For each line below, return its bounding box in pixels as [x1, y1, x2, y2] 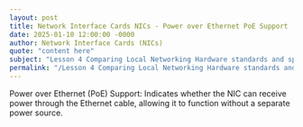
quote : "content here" [9, 47, 95, 56]
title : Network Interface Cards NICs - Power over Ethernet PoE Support [9, 22, 289, 31]
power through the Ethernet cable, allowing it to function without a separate [9, 97, 290, 108]
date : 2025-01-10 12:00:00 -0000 [9, 30, 135, 39]
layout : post [9, 13, 59, 23]
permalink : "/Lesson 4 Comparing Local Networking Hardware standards [9, 64, 280, 73]
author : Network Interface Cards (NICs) [9, 38, 164, 48]
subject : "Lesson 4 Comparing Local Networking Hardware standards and [9, 55, 284, 64]
